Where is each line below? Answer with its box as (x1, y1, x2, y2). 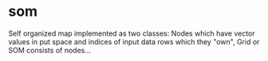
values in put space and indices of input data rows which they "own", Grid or (8, 36, 260, 46)
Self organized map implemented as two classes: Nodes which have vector (8, 29, 255, 38)
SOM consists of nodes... (8, 45, 92, 55)
